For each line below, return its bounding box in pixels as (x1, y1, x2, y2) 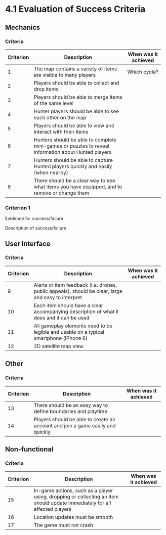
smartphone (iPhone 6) (34, 335, 88, 342)
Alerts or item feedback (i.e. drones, (34, 281, 117, 288)
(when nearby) (34, 169, 68, 176)
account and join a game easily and (34, 422, 116, 429)
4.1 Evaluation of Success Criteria (5, 3, 146, 15)
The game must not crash (34, 522, 93, 529)
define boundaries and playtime (34, 408, 108, 415)
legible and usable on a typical (34, 328, 105, 335)
